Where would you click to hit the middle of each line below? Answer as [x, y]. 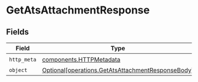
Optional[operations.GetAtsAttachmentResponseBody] [118, 70]
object [18, 70]
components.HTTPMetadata [81, 59]
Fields [18, 32]
